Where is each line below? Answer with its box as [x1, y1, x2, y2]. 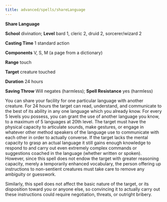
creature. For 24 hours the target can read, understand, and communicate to [5, 102, 162, 109]
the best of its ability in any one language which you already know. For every [5, 108, 162, 114]
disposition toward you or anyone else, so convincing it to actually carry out [5, 186, 161, 192]
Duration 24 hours [5, 78, 43, 84]
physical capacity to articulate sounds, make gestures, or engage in [5, 124, 144, 130]
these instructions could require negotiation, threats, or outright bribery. [5, 191, 153, 197]
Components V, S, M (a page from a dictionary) [5, 50, 103, 55]
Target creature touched [5, 69, 56, 75]
